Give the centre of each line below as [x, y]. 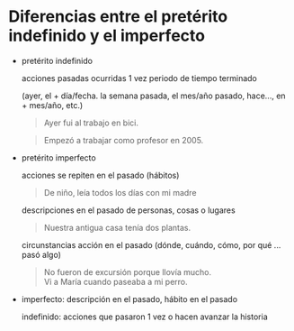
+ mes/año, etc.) [52, 105]
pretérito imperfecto [58, 157]
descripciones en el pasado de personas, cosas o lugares [128, 210]
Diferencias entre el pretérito [118, 17]
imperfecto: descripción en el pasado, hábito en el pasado [129, 299]
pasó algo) [41, 254]
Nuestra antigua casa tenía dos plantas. [117, 227]
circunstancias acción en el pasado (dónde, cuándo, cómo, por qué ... [151, 244]
